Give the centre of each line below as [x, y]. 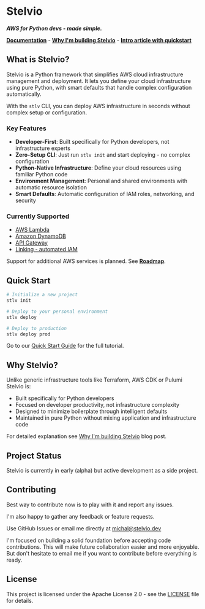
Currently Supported [38, 216]
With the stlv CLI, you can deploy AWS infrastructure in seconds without [99, 106]
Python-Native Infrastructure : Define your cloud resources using [98, 168]
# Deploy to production [37, 328]
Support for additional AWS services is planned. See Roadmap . [86, 261]
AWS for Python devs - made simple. [54, 28]
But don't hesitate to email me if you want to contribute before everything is [102, 553]
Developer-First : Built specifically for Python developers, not [92, 142]
